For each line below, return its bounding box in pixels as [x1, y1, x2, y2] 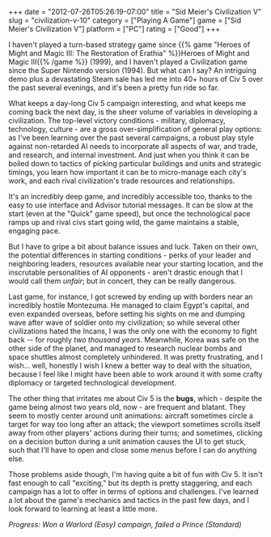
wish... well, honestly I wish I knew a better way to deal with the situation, [8, 360, 252, 370]
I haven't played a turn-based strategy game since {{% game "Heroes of [8, 40, 251, 49]
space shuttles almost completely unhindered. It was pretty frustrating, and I [8, 352, 263, 361]
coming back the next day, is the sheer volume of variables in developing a [8, 107, 258, 117]
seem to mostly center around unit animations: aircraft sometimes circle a [8, 411, 253, 420]
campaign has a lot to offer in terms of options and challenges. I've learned [8, 487, 259, 497]
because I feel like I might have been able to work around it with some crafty [8, 369, 263, 379]
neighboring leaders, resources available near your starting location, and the [8, 259, 264, 268]
